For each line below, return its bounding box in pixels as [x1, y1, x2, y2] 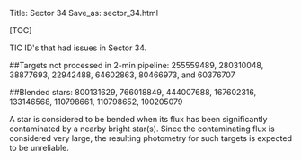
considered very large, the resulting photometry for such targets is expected [9, 133, 292, 143]
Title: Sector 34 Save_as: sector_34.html [9, 8, 159, 18]
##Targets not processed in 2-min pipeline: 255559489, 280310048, [9, 60, 264, 70]
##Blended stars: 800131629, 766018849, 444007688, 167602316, [9, 87, 257, 97]
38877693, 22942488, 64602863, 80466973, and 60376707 [9, 69, 235, 80]
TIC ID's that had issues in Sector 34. [9, 42, 147, 53]
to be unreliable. [9, 143, 69, 153]
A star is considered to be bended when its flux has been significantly [9, 114, 268, 124]
